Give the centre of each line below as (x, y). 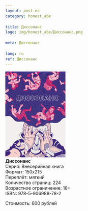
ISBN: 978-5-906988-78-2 (33, 193)
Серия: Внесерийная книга (35, 166)
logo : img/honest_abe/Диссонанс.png (44, 32)
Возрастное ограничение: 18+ (38, 188)
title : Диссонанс (24, 27)
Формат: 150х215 (24, 172)
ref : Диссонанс (21, 59)
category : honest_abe (28, 16)
